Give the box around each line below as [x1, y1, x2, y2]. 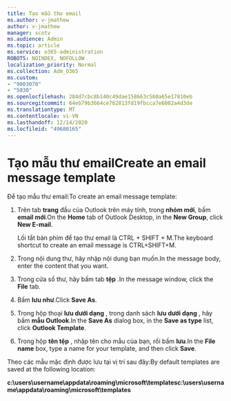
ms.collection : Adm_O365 [7, 68, 79, 74]
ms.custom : [7, 74, 39, 81]
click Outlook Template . [17, 324, 86, 332]
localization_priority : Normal [7, 61, 97, 68]
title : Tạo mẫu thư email [7, 10, 81, 17]
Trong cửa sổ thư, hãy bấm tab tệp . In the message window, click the [17, 275, 214, 283]
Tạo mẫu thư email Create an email [7, 155, 207, 171]
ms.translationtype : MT [7, 106, 76, 113]
